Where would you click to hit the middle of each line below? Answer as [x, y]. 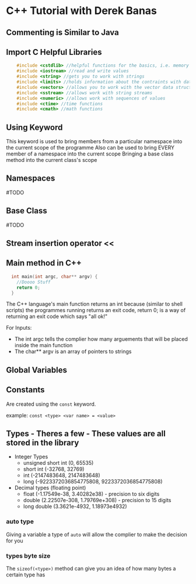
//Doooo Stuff [34, 282]
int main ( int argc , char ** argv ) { [55, 277]
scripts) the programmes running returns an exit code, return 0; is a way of [96, 310]
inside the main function [43, 345]
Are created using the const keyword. [51, 404]
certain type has [26, 575]
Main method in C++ [44, 263]
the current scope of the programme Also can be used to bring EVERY [90, 148]
